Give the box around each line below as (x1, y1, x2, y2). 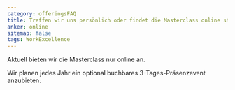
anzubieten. (7, 76, 42, 84)
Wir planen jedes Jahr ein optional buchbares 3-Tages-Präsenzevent (7, 69, 206, 77)
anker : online (7, 23, 49, 30)
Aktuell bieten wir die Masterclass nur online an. (7, 55, 145, 63)
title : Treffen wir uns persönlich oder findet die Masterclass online (7, 17, 220, 24)
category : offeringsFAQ (7, 10, 77, 17)
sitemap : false (7, 29, 52, 37)
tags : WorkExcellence (7, 36, 71, 43)
